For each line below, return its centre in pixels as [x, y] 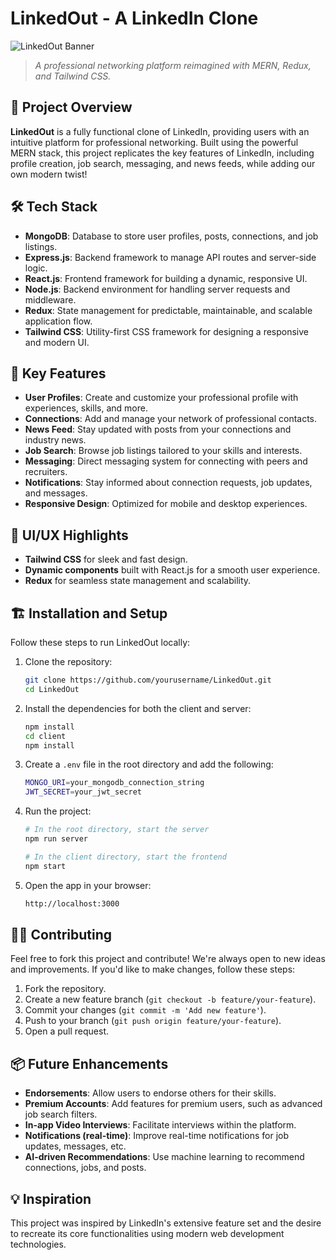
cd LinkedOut [52, 689]
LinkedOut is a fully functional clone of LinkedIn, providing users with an [160, 131]
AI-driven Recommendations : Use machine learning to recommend [164, 1157]
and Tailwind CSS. [73, 76]
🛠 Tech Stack [54, 207]
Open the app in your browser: [88, 885]
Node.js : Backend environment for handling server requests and [157, 289]
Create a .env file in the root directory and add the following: [149, 764]
